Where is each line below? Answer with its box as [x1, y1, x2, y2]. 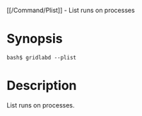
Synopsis [6, 31, 63, 47]
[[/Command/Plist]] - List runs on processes [6, 6, 135, 14]
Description [6, 78, 77, 94]
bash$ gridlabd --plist [6, 54, 77, 61]
